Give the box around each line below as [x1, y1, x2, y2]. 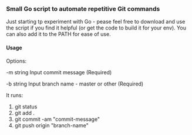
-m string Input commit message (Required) [6, 68, 112, 75]
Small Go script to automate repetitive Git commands [6, 5, 160, 13]
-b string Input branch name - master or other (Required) [6, 80, 144, 87]
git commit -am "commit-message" [14, 116, 100, 123]
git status [14, 103, 38, 110]
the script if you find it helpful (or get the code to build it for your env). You [6, 24, 187, 31]
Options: [6, 57, 27, 64]
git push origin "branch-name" [14, 121, 89, 129]
